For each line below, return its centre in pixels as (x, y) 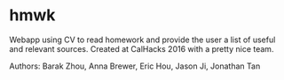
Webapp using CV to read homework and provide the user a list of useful (142, 40)
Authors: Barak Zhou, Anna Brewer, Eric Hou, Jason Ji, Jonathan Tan (135, 66)
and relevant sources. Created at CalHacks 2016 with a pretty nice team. (142, 48)
